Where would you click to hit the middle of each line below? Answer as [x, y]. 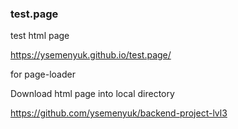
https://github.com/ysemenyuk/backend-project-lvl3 [119, 113]
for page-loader [43, 74]
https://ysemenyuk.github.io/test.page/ [91, 55]
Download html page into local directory [92, 94]
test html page [40, 36]
